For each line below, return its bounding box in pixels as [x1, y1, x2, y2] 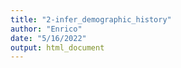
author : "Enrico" [10, 24, 83, 34]
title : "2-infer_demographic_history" [10, 14, 172, 25]
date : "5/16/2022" [10, 33, 87, 43]
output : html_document [10, 42, 105, 53]
